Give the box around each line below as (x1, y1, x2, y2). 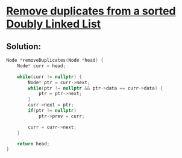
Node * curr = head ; (17, 62, 66, 69)
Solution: (6, 41, 41, 51)
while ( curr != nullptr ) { (17, 74, 83, 80)
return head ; (17, 140, 50, 146)
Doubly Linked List (6, 17, 101, 31)
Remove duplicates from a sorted (6, 4, 176, 18)
